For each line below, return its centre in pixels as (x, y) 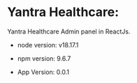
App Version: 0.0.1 (43, 72)
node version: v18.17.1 (48, 45)
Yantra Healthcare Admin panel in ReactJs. (69, 31)
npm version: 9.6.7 (44, 58)
